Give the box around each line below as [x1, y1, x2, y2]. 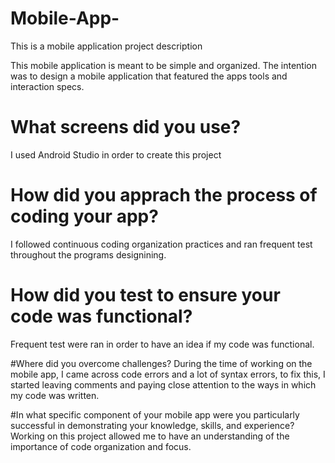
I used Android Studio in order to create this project [10, 148, 222, 161]
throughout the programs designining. [10, 248, 167, 261]
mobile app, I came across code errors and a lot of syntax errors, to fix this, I [10, 368, 326, 380]
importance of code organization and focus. [10, 440, 192, 452]
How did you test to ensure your [10, 284, 281, 306]
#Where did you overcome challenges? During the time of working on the [10, 357, 313, 369]
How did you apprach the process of [10, 184, 318, 207]
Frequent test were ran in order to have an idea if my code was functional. [10, 338, 315, 350]
